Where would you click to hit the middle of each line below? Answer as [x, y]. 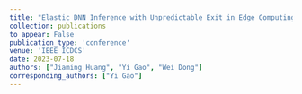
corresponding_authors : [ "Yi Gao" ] [76, 76]
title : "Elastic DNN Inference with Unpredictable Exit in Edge [132, 17]
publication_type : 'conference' [70, 43]
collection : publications [58, 26]
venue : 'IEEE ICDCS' [48, 51]
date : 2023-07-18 [42, 59]
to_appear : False [42, 34]
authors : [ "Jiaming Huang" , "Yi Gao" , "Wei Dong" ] [106, 68]
